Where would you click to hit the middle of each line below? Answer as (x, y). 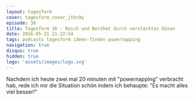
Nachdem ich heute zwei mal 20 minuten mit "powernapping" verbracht (95, 79)
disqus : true (22, 51)
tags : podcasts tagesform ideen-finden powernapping (73, 40)
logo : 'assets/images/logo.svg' (46, 62)
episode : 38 (21, 23)
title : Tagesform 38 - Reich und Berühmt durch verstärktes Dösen (91, 28)
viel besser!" (22, 92)
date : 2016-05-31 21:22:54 (40, 34)
